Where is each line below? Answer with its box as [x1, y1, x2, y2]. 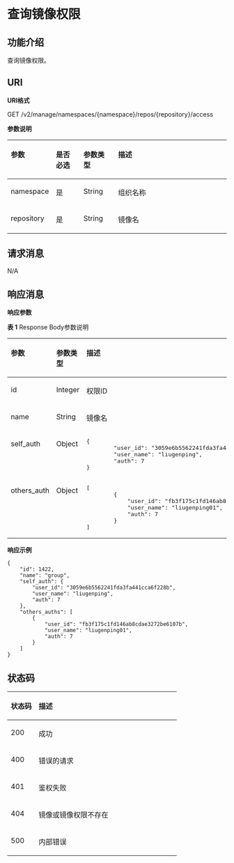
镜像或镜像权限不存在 [38, 810, 109, 820]
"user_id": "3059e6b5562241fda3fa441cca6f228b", [32, 584, 176, 592]
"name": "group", [19, 572, 70, 579]
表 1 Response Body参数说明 [7, 323, 89, 331]
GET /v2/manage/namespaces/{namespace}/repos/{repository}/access [7, 110, 214, 119]
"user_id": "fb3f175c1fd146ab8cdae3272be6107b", [44, 621, 189, 628]
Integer [56, 385, 80, 395]
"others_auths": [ [19, 608, 73, 616]
